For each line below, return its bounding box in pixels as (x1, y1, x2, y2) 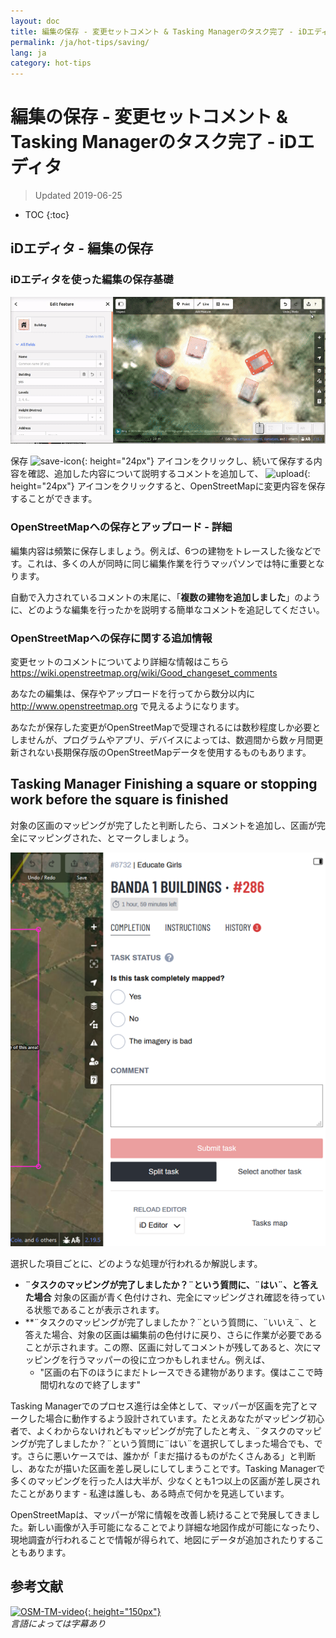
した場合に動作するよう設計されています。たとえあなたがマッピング (27, 1412, 308, 1424)
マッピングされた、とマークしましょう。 (27, 831, 195, 844)
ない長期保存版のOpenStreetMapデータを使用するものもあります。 (36, 746, 312, 758)
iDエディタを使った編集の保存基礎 (10, 273, 174, 287)
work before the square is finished (10, 791, 229, 809)
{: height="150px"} (84, 1605, 162, 1617)
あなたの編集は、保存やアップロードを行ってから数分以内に (10, 687, 256, 699)
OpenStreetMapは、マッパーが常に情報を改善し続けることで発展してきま (10, 1508, 312, 1520)
